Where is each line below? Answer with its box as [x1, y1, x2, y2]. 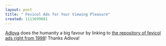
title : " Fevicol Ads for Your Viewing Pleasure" [5, 12, 111, 17]
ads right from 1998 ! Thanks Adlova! [5, 35, 80, 41]
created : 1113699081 [5, 16, 48, 21]
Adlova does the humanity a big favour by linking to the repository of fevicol [5, 30, 161, 36]
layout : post [5, 7, 32, 12]
